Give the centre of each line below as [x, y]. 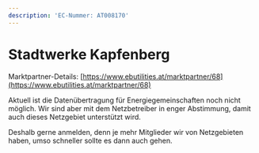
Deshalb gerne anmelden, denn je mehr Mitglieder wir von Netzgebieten [126, 132]
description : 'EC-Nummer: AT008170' [69, 15]
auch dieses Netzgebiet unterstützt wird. [74, 117]
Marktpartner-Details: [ [46, 76]
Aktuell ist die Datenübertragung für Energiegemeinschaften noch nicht [125, 100]
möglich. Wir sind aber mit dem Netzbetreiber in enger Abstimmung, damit [129, 108]
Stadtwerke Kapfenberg [89, 54]
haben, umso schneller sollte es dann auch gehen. [90, 140]
